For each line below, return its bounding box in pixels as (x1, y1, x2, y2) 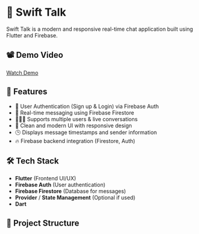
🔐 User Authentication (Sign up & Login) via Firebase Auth (14, 103, 159, 110)
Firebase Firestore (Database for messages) (14, 188, 127, 195)
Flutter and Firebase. (6, 31, 58, 39)
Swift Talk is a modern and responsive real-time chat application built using (6, 25, 194, 33)
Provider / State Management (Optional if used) (14, 194, 136, 201)
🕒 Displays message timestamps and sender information (14, 128, 157, 136)
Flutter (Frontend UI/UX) (14, 175, 77, 182)
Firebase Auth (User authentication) (14, 181, 106, 189)
